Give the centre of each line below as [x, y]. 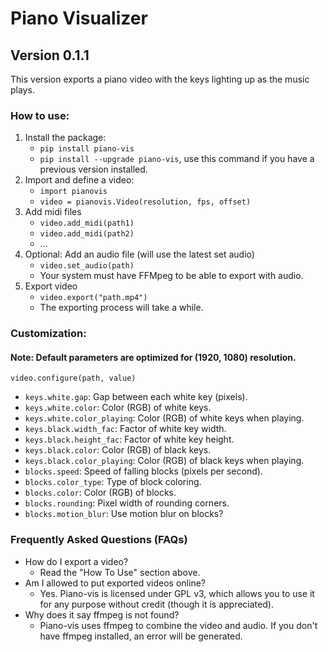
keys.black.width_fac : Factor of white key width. [125, 429]
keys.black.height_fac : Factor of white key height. [129, 439]
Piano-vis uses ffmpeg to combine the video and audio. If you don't [178, 625]
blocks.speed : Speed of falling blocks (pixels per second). [143, 471]
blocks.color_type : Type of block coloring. [113, 482]
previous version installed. [93, 169]
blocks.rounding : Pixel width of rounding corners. [127, 503]
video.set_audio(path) [87, 266]
